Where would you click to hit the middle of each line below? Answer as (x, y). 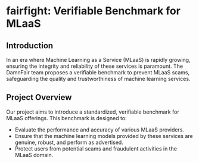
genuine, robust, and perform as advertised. (69, 142)
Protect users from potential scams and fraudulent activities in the (96, 148)
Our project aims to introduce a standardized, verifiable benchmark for (93, 112)
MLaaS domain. (34, 155)
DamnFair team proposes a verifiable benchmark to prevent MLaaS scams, (98, 72)
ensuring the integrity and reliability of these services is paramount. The (95, 66)
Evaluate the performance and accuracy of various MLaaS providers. (99, 130)
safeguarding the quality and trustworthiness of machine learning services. (98, 79)
